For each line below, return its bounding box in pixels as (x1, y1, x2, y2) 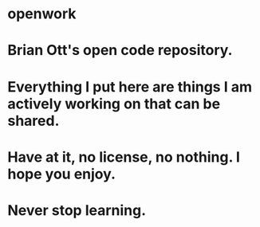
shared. (7, 112, 60, 130)
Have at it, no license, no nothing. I (7, 148, 241, 166)
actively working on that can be (7, 95, 221, 112)
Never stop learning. (7, 201, 147, 219)
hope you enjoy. (7, 165, 116, 183)
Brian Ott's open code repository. (7, 41, 233, 60)
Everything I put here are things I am (7, 77, 253, 96)
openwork (7, 5, 77, 23)
